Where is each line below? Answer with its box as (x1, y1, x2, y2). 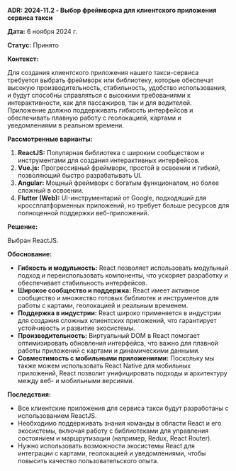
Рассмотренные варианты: (7, 135, 93, 143)
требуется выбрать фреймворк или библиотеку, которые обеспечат (7, 76, 214, 84)
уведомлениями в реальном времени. (7, 121, 124, 130)
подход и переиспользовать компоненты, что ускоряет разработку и (17, 271, 228, 279)
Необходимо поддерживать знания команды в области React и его (17, 419, 222, 427)
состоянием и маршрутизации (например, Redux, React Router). (17, 434, 213, 442)
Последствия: (7, 390, 52, 399)
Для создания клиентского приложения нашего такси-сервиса (7, 69, 199, 76)
